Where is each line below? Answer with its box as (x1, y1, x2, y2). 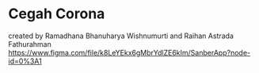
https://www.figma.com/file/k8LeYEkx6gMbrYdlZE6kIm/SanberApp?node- (8, 48, 251, 57)
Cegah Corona (8, 5, 105, 23)
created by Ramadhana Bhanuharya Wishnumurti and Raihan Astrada (8, 31, 234, 40)
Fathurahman (8, 39, 51, 48)
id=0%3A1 (8, 56, 42, 66)
